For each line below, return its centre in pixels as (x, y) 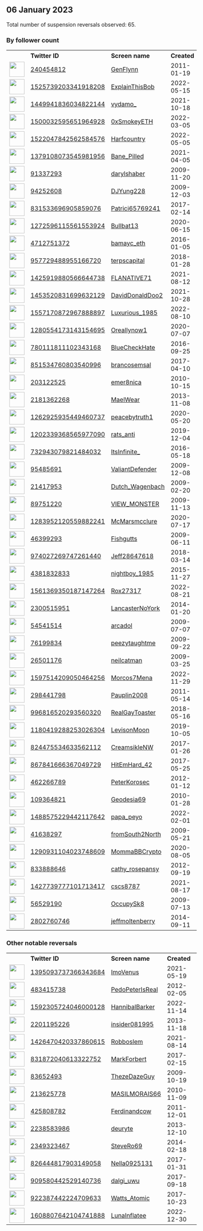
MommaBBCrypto (136, 852)
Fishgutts (124, 539)
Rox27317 (126, 591)
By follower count (33, 40)
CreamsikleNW (132, 747)
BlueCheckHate (133, 348)
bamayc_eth (128, 243)
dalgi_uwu (125, 1181)
